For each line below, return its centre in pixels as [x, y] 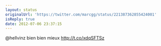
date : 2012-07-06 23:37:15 [34, 24]
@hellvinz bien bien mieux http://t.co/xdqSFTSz [55, 38]
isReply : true [20, 19]
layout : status [21, 10]
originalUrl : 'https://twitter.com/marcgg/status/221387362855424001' [81, 14]
